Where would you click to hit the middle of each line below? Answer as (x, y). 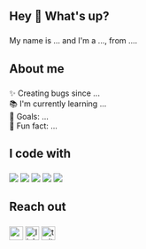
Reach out (38, 207)
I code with (40, 154)
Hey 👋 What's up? (59, 16)
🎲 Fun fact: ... (33, 126)
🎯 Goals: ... (29, 116)
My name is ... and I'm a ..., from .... (73, 41)
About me (37, 69)
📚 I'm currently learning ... (58, 104)
